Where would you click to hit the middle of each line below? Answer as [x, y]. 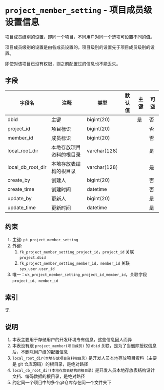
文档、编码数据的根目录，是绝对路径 [49, 376]
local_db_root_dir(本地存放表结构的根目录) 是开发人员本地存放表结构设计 [83, 370]
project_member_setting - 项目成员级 [79, 10]
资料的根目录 [66, 155]
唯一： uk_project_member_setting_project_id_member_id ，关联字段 [80, 274]
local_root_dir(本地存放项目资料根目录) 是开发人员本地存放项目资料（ [80, 358]
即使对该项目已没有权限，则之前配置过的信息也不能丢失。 [63, 64]
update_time [22, 207]
